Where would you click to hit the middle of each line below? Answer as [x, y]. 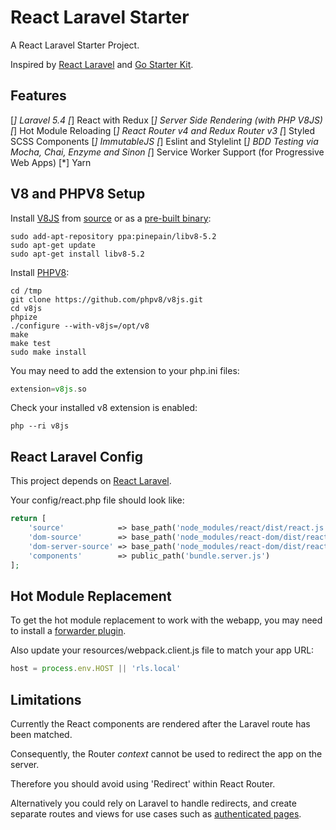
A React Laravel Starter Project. [75, 45]
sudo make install [48, 352]
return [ [28, 519]
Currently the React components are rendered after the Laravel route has [160, 724]
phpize [24, 317]
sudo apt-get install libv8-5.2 [77, 254]
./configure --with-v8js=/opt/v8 [80, 326]
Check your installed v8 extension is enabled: [104, 408]
